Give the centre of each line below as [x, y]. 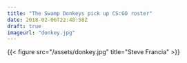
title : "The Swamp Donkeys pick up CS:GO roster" [80, 13]
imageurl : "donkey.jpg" [41, 33]
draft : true [24, 26]
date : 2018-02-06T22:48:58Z [48, 20]
